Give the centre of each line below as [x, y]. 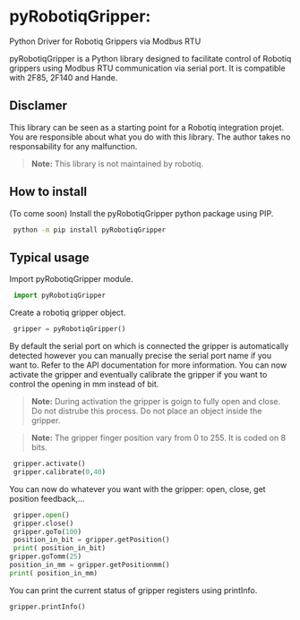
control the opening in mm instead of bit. [84, 384]
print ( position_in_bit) [59, 548]
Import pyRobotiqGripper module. [71, 279]
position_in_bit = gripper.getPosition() [91, 540]
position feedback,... [47, 498]
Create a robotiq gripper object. [68, 313]
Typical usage [49, 257]
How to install [48, 192]
